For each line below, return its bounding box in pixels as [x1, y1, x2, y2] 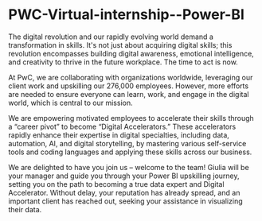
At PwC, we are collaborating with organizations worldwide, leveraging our [8, 72, 253, 82]
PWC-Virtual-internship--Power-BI [8, 6, 245, 24]
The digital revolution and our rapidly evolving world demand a [8, 32, 213, 41]
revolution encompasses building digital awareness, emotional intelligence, [8, 48, 255, 58]
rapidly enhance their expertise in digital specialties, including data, [8, 130, 229, 140]
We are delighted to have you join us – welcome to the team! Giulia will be [8, 162, 249, 172]
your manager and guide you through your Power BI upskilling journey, [8, 171, 240, 180]
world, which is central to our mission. [8, 98, 133, 107]
